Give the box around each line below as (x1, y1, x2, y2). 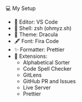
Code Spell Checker (22, 65, 72, 72)
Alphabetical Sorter (22, 59, 70, 66)
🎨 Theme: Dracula (14, 31, 58, 38)
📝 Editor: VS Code (14, 18, 58, 25)
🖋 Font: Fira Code (14, 38, 60, 44)
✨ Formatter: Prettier (14, 46, 65, 53)
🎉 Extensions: (14, 52, 48, 60)
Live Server (22, 84, 51, 91)
